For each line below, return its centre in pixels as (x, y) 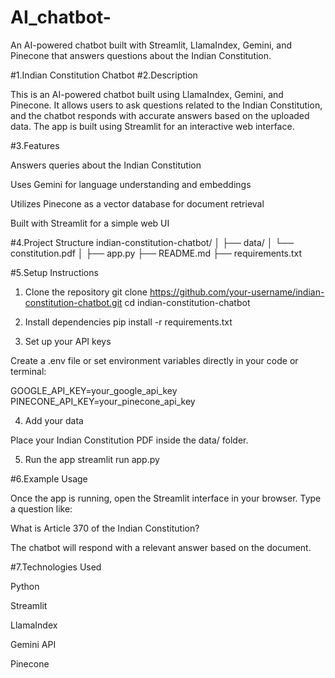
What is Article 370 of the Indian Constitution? (105, 528)
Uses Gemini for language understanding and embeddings (131, 184)
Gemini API (33, 644)
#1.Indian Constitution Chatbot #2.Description (104, 75)
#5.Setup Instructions (54, 272)
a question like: (41, 508)
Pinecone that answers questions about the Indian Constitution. (141, 55)
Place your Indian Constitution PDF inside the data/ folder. (129, 440)
